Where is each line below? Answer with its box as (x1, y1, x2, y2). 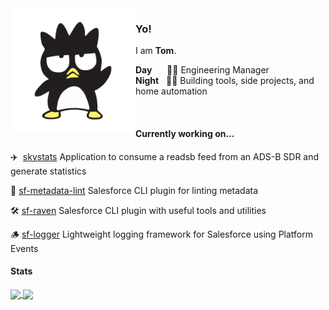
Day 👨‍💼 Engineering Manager (135, 64, 270, 76)
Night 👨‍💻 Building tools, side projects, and (135, 75, 315, 87)
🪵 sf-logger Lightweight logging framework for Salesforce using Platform (10, 228, 313, 240)
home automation (135, 85, 208, 97)
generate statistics (10, 165, 87, 177)
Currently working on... (135, 127, 235, 139)
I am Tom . (135, 45, 177, 57)
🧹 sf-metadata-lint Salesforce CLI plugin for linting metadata (10, 184, 259, 196)
